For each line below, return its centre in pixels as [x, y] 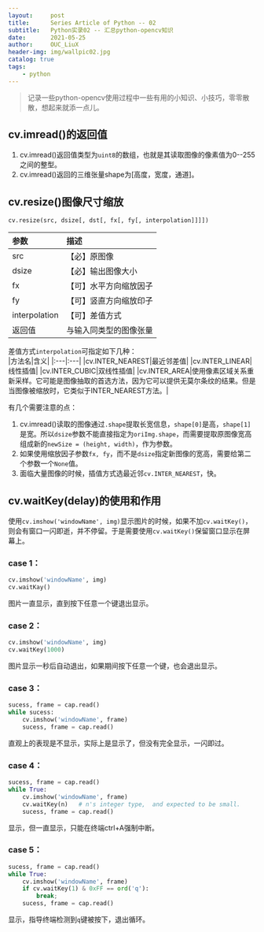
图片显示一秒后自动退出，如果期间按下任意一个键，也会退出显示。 [115, 666]
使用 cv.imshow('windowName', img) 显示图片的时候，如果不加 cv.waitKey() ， [130, 521]
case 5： [25, 850]
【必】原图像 [90, 257]
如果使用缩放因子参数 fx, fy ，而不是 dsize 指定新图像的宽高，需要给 [128, 454]
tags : [17, 67]
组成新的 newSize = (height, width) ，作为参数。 [98, 444]
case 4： [26, 765]
